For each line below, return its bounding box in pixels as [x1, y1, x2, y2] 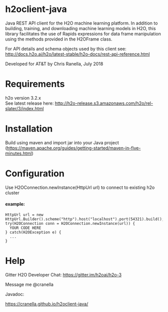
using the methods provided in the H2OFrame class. [5, 36, 112, 42]
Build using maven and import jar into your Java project [5, 139, 119, 146]
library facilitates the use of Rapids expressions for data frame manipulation [5, 31, 161, 37]
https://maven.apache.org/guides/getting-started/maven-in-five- [6, 145, 141, 151]
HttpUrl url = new [5, 212, 43, 217]
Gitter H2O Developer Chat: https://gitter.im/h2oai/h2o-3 [5, 271, 121, 277]
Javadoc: [5, 291, 24, 297]
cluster [5, 189, 19, 196]
